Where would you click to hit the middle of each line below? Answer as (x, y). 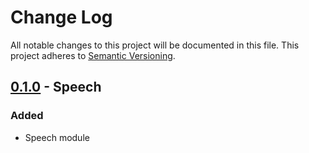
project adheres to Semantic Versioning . (93, 55)
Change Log (61, 17)
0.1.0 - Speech (56, 87)
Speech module (57, 137)
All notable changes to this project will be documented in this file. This (155, 45)
